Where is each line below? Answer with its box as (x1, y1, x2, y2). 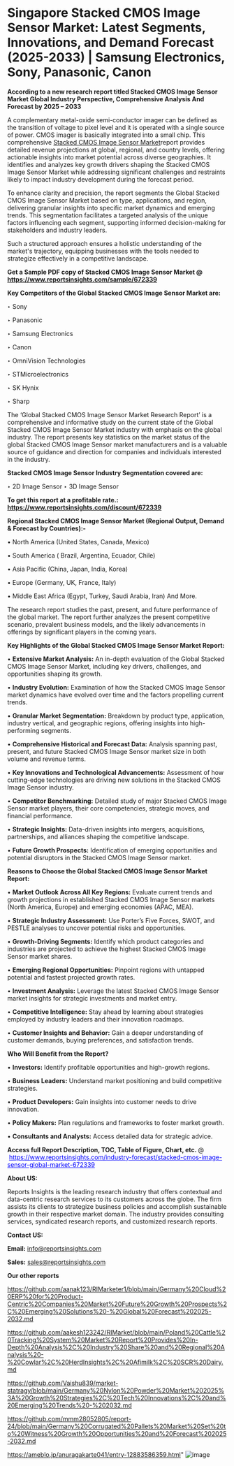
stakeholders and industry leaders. (7, 226, 108, 234)
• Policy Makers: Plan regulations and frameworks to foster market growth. (7, 1118, 224, 1126)
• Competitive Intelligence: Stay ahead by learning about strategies (7, 1008, 204, 1016)
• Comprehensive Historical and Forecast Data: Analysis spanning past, (7, 739, 218, 748)
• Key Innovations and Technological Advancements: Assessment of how (7, 768, 224, 776)
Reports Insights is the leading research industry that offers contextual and (7, 1187, 222, 1196)
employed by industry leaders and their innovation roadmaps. (7, 1015, 184, 1023)
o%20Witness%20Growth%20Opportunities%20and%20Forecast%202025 (7, 1429, 227, 1437)
